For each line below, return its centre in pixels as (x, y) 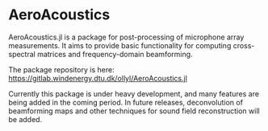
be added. (25, 119)
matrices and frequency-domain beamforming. (115, 54)
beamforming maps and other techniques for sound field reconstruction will (134, 111)
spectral (22, 54)
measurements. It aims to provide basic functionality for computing (120, 45)
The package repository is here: (61, 69)
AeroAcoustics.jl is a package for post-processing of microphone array (126, 37)
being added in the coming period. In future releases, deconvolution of (126, 102)
